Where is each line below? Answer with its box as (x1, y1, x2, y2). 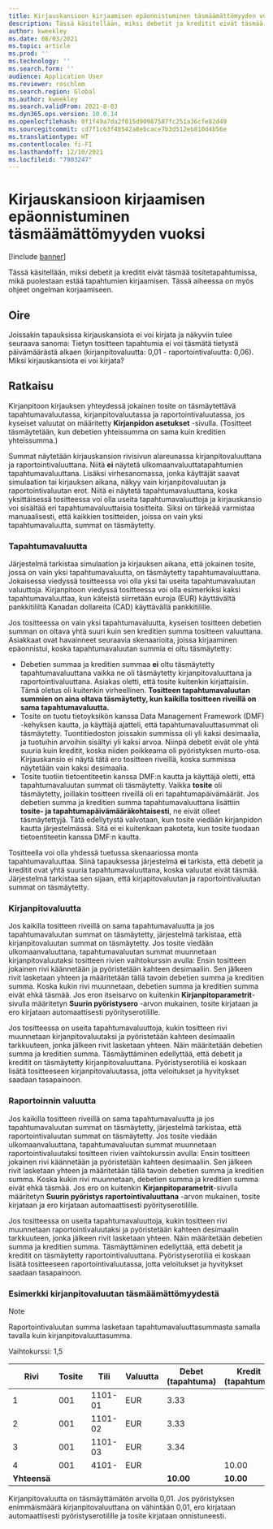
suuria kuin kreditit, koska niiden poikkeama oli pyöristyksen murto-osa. (19, 746, 262, 756)
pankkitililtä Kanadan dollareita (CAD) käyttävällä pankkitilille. (8, 602, 213, 612)
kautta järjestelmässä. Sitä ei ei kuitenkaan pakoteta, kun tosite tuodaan (19, 824, 260, 834)
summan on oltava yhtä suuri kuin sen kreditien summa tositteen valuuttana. (8, 626, 263, 636)
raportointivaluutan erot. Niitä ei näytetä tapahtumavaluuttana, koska (8, 485, 238, 496)
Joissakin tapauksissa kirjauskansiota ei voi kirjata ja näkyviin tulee (8, 330, 233, 340)
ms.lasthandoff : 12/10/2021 (8, 148, 104, 156)
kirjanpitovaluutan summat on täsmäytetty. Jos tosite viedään (8, 938, 214, 948)
